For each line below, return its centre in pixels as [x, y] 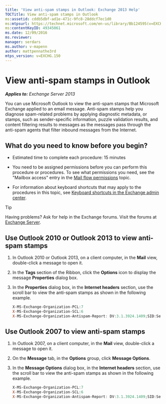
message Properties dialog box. [45, 278]
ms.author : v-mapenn [26, 47]
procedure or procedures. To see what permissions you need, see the [83, 173]
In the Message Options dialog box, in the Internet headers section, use [86, 368]
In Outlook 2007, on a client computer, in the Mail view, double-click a [83, 344]
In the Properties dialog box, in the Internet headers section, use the [83, 287]
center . [20, 198]
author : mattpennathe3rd [31, 51]
